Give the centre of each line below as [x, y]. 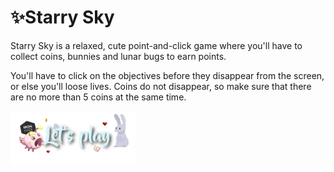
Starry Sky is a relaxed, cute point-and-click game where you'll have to [156, 45]
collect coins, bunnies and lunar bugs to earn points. [118, 56]
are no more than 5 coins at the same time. [98, 97]
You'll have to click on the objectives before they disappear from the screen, [167, 75]
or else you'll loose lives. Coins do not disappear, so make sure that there [161, 86]
